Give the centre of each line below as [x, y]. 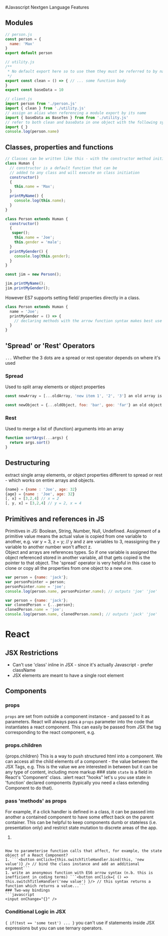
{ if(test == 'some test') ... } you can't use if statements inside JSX [80, 922]
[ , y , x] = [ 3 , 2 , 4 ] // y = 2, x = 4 [43, 503]
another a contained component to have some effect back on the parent [79, 817]
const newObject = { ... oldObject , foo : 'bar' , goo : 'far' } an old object [84, 405]
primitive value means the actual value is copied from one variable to [76, 536]
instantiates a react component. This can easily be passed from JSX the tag [83, 727]
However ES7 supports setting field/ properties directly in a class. [73, 298]
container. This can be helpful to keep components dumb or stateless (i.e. [81, 822]
